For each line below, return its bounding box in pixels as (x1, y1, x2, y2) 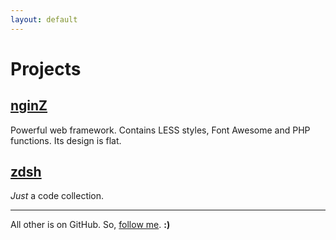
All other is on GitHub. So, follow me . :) (10, 219, 171, 231)
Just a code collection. (10, 190, 105, 202)
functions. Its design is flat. (10, 134, 122, 146)
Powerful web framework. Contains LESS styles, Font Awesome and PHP (10, 124, 311, 136)
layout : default (10, 14, 78, 25)
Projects (10, 57, 82, 80)
